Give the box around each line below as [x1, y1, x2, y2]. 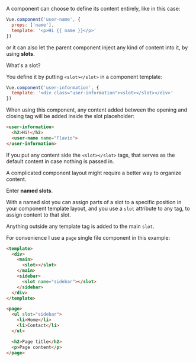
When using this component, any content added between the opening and [6, 106, 188, 113]
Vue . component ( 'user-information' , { [6, 84, 99, 91]
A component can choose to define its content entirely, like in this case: [6, 5, 181, 12]
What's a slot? [6, 62, 41, 69]
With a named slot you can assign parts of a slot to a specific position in [6, 198, 182, 205]
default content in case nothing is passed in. [6, 157, 114, 165]
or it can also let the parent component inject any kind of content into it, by [6, 44, 188, 51]
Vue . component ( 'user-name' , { [6, 17, 81, 23]
